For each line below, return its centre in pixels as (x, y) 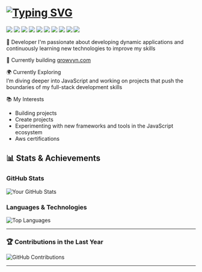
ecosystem (29, 132)
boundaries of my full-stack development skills (64, 87)
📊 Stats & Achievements (54, 159)
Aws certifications (37, 138)
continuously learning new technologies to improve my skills (81, 48)
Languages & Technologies (47, 207)
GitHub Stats (25, 179)
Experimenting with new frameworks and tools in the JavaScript (94, 126)
